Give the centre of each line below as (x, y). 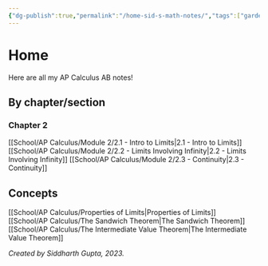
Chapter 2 (28, 125)
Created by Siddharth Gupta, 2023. (67, 253)
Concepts (33, 193)
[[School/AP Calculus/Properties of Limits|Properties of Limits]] (112, 212)
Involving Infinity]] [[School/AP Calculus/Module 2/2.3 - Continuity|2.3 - (126, 160)
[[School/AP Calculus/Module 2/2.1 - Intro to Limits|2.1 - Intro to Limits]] (125, 143)
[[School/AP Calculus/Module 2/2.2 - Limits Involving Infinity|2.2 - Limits (128, 151)
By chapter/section (57, 102)
